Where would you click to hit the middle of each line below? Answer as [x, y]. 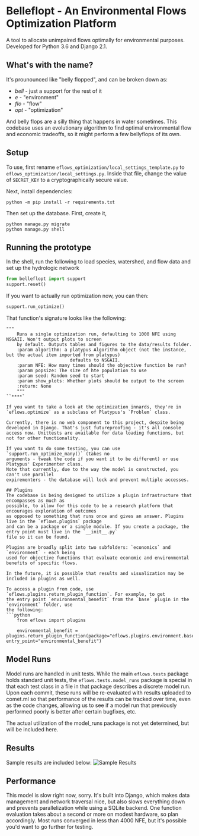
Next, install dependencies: [39, 191]
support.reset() [26, 285]
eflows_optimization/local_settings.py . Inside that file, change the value [97, 173]
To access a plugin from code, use [50, 589]
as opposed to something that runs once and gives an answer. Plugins [95, 516]
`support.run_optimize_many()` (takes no [58, 454]
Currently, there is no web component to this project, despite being [95, 423]
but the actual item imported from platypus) [63, 355]
